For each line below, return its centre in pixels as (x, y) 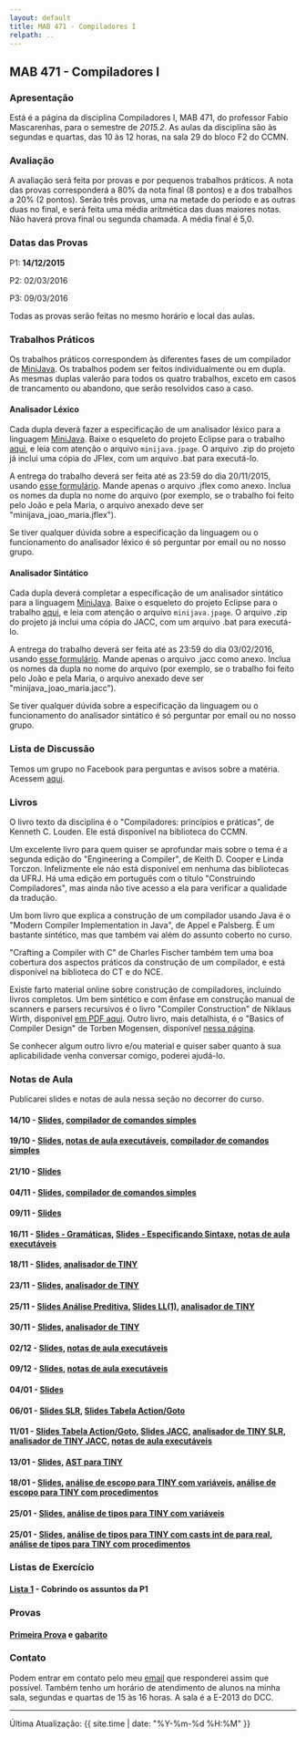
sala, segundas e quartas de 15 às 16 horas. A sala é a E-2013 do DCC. (142, 1697)
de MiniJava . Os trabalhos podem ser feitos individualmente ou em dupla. (148, 368)
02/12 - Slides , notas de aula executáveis (89, 1348)
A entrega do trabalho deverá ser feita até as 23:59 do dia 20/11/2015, (140, 476)
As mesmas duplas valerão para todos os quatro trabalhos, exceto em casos (153, 378)
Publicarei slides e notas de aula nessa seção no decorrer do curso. (137, 1099)
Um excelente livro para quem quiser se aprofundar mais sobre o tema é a (149, 849)
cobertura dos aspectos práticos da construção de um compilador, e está (147, 962)
